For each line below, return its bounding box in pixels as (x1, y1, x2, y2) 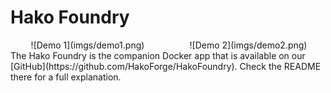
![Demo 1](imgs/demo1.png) (30, 39, 145, 51)
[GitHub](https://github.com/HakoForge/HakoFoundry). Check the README (10, 60, 322, 72)
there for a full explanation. (10, 71, 122, 83)
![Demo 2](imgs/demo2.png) (189, 39, 308, 51)
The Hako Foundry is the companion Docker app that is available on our (10, 49, 306, 61)
